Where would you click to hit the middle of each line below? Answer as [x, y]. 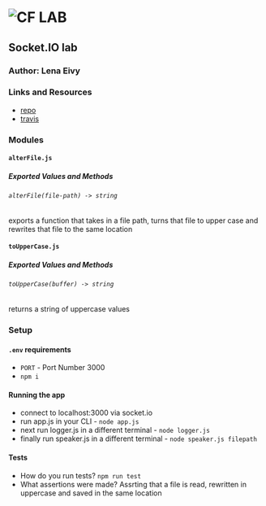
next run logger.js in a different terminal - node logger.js [115, 430]
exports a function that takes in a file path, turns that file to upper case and [133, 220]
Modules [26, 140]
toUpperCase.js [34, 247]
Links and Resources [50, 92]
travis [29, 119]
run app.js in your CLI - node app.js [79, 421]
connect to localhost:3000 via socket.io [86, 413]
